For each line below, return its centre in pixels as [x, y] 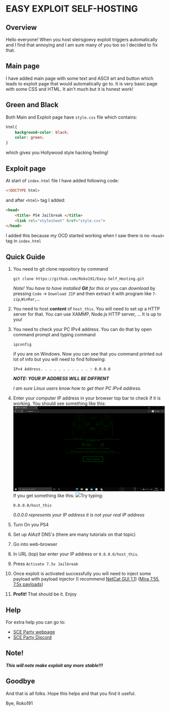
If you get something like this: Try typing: [58, 496]
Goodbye [20, 681]
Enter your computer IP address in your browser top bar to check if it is [87, 398]
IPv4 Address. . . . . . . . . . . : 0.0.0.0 [62, 369]
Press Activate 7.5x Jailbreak [46, 564]
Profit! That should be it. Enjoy [45, 594]
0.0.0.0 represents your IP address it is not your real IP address [79, 515]
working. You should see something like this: [59, 403]
